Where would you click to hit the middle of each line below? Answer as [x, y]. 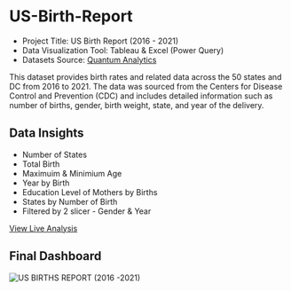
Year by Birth [46, 183]
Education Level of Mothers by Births [90, 192]
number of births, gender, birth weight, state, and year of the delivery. [137, 105]
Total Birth [41, 164]
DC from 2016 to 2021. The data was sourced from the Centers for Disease [146, 86]
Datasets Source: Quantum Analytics [89, 59]
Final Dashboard [55, 256]
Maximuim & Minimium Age [72, 173]
